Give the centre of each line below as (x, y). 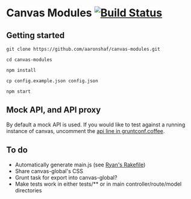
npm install (21, 70)
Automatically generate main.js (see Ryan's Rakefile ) (80, 165)
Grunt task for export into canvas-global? (66, 177)
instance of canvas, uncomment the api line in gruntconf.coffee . (86, 131)
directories (28, 190)
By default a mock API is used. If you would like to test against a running (96, 125)
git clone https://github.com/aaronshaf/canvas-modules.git (83, 49)
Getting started (36, 35)
